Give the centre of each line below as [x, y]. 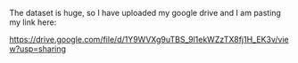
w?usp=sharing [38, 49]
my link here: [33, 22]
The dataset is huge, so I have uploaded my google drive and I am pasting [145, 13]
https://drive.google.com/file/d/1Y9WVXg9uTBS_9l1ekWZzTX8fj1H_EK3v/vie [149, 39]
